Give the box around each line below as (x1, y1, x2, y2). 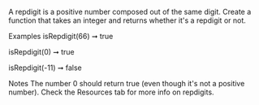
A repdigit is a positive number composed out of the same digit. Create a (8, 7, 252, 16)
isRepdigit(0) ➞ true (8, 47, 75, 56)
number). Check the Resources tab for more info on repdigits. (8, 87, 214, 97)
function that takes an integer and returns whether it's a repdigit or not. (8, 15, 246, 25)
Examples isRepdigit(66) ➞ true (8, 32, 114, 41)
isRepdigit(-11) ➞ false (8, 63, 83, 72)
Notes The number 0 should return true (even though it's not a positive (8, 79, 245, 88)
